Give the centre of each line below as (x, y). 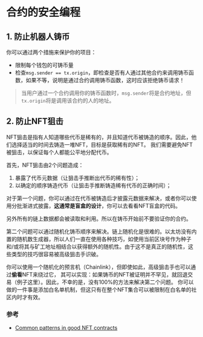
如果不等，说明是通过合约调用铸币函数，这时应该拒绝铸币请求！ (105, 80)
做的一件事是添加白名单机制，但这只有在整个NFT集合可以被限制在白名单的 (99, 289)
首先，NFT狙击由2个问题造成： (45, 165)
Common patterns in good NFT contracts (66, 328)
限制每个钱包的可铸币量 (44, 65)
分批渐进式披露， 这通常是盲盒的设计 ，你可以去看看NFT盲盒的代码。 (96, 205)
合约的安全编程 (43, 12)
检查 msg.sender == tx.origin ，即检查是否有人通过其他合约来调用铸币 (102, 72)
